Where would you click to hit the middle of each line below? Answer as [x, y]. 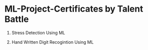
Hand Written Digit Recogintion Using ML [53, 42]
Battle [17, 19]
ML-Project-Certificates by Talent [74, 9]
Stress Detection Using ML [38, 33]
